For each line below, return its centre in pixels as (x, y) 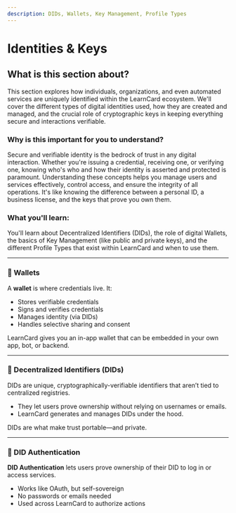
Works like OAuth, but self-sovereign (71, 488)
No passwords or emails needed (64, 496)
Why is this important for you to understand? (85, 139)
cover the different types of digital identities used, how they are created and (117, 106)
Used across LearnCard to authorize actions (81, 504)
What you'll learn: (38, 217)
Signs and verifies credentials (60, 309)
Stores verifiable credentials (58, 301)
